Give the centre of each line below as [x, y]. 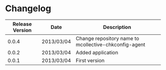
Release [22, 24]
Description [117, 27]
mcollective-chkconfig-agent [111, 45]
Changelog [28, 9]
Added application [97, 52]
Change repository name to [107, 38]
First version [90, 60]
